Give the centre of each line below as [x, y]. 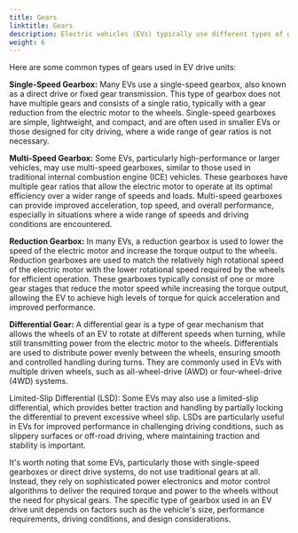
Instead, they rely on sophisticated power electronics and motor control [140, 482]
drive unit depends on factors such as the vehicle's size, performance [137, 510]
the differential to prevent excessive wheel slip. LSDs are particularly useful [147, 417]
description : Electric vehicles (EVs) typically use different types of [146, 34]
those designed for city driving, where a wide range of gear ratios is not [141, 132]
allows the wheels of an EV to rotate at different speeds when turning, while [147, 334]
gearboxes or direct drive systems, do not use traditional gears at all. [135, 472]
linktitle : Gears [41, 26]
